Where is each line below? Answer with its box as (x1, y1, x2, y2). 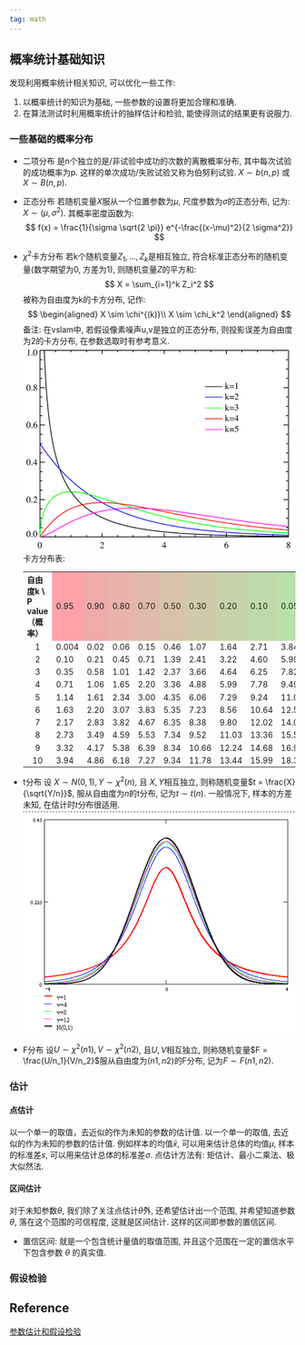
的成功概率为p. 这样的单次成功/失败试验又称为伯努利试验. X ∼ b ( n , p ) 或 (22, 166, 290, 177)
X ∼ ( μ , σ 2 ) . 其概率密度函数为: (22, 205, 134, 218)
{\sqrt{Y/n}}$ (22, 788, 73, 799)
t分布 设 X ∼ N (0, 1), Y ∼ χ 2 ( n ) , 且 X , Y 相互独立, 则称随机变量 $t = (22, 775, 263, 787)
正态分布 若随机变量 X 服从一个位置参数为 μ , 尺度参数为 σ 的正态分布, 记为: (22, 195, 290, 206)
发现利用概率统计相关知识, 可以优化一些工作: (9, 77, 176, 88)
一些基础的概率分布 (9, 133, 93, 145)
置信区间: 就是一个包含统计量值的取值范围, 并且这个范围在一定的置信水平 (22, 1235, 295, 1246)
